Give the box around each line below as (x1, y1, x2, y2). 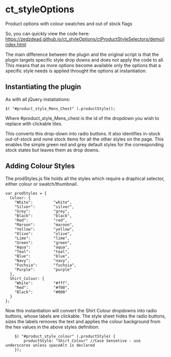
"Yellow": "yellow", (14, 227, 74, 232)
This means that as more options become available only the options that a (5, 62, 161, 68)
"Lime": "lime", (14, 235, 70, 241)
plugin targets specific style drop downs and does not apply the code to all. (5, 56, 165, 63)
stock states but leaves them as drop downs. (5, 147, 100, 153)
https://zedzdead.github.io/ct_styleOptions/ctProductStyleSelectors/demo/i (5, 36, 165, 42)
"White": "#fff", (14, 281, 70, 286)
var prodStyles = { (5, 191, 47, 196)
